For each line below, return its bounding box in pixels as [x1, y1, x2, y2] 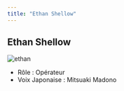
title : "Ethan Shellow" [7, 10, 77, 17]
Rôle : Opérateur [17, 68, 65, 77]
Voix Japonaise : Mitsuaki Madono [17, 76, 117, 84]
